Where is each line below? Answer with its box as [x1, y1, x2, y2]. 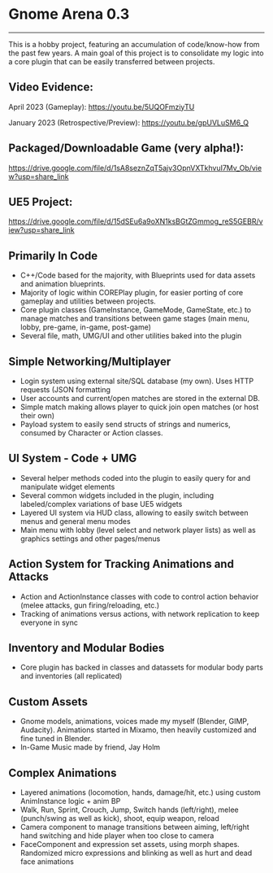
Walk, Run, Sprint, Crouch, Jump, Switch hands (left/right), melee [19, 805, 239, 814]
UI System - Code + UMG [8, 452, 137, 465]
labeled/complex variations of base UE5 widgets [19, 499, 183, 509]
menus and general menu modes [19, 516, 132, 526]
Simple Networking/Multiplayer [8, 355, 171, 369]
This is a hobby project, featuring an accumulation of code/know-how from [8, 39, 260, 49]
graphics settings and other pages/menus [19, 534, 161, 543]
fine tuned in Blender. [19, 734, 93, 744]
